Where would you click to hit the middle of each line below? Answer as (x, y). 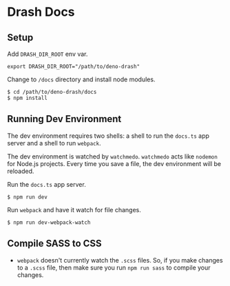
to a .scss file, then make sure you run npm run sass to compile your (114, 267)
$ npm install (28, 98)
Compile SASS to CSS (54, 244)
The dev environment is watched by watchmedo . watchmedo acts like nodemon (113, 156)
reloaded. (21, 171)
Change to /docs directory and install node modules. (81, 79)
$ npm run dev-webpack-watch (49, 222)
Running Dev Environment (64, 119)
